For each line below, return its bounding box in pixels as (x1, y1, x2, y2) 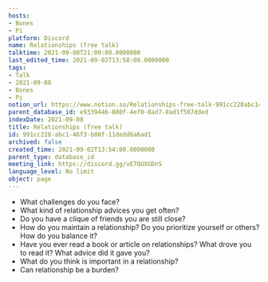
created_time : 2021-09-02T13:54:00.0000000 (8, 145, 156, 153)
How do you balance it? (19, 231, 98, 240)
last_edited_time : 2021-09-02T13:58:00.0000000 (8, 57, 170, 65)
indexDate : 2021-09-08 (8, 116, 84, 124)
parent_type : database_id (8, 153, 94, 161)
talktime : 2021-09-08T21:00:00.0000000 (8, 49, 141, 57)
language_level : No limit (8, 168, 94, 176)
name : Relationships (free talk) (8, 42, 120, 50)
